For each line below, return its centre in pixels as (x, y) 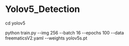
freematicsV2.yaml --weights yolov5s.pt (46, 38)
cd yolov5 (15, 23)
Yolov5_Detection (43, 9)
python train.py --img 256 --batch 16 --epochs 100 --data (65, 32)
